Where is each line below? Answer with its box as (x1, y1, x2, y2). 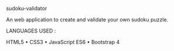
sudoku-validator (6, 5, 47, 12)
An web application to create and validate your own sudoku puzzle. (6, 16, 169, 23)
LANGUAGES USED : (6, 27, 56, 34)
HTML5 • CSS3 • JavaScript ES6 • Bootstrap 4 (6, 39, 120, 45)
